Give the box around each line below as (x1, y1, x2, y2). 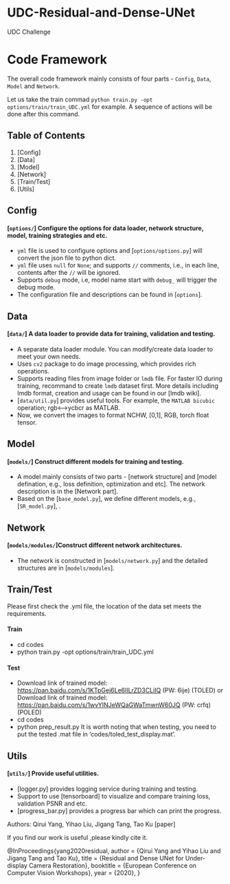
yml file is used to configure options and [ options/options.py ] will (16, 247, 203, 255)
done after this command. (7, 110, 80, 118)
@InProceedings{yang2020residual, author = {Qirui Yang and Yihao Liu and (7, 846, 221, 855)
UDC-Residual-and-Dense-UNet (7, 5, 196, 21)
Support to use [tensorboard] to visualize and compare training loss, (16, 792, 211, 800)
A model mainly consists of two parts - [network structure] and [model (16, 473, 217, 481)
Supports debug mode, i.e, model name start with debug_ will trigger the (16, 276, 218, 284)
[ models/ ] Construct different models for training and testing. (7, 457, 184, 466)
